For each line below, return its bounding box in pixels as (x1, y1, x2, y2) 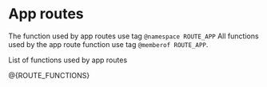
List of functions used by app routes (8, 55, 128, 65)
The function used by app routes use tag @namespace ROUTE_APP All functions (8, 31, 259, 41)
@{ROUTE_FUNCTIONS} (8, 70, 90, 80)
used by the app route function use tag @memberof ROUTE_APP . (8, 39, 209, 49)
